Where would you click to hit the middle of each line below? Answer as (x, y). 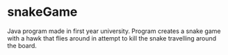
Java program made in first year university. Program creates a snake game (114, 31)
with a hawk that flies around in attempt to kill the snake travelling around (112, 38)
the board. (22, 45)
